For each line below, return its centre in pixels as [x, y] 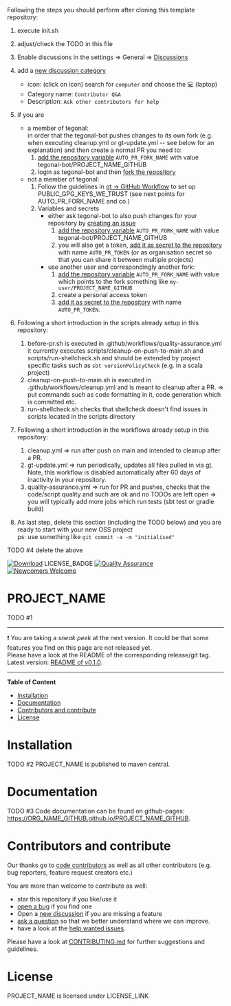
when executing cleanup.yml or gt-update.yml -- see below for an [121, 143]
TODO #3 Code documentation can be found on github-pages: [96, 811]
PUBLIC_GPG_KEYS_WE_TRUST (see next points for [111, 194]
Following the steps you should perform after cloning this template [101, 10]
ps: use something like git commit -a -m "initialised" [96, 537]
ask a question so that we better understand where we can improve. [113, 921]
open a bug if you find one [55, 906]
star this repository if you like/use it [67, 899]
